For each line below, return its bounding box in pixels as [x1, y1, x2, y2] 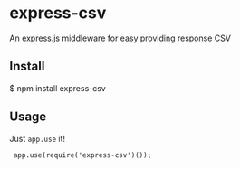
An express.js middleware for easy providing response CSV [9, 33, 231, 43]
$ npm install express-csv [9, 82, 106, 93]
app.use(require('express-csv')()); [13, 150, 152, 160]
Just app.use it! [9, 133, 66, 144]
